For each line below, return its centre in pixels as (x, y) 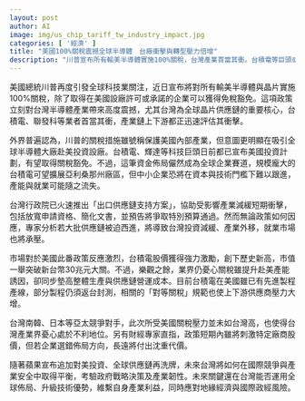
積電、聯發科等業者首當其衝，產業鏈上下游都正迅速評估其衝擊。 (128, 121)
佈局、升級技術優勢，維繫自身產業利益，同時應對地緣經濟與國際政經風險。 (156, 387)
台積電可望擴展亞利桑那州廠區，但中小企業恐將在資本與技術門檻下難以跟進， (152, 174)
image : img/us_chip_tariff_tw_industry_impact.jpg (107, 34)
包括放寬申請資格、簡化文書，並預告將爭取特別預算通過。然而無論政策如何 (148, 216)
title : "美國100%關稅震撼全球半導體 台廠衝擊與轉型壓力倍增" (113, 52)
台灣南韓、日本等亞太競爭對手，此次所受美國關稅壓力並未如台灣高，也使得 (148, 323)
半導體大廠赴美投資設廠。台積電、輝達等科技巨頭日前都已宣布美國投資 (148, 152)
